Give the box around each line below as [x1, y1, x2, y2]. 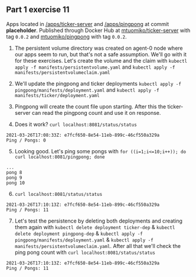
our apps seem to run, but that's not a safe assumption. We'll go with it [14, 50, 187, 58]
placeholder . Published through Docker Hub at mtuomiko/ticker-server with [6, 27, 191, 34]
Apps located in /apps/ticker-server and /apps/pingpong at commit [6, 20, 169, 27]
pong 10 [6, 180, 25, 186]
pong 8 [6, 169, 22, 175]
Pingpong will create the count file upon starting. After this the [14, 103, 166, 110]
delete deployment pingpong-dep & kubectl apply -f [14, 230, 143, 237]
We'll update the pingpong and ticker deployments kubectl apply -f [14, 80, 182, 87]
